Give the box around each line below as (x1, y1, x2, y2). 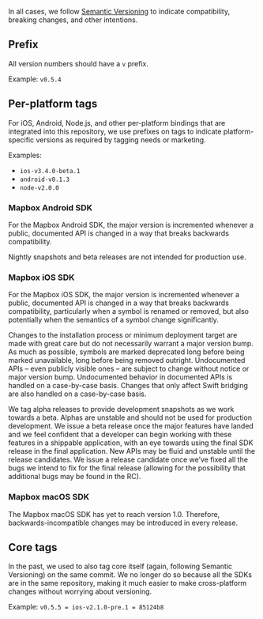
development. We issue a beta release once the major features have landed (8, 421, 254, 431)
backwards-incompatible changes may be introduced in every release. (8, 518, 239, 527)
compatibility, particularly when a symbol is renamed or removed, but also (8, 307, 249, 316)
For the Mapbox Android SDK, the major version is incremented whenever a (8, 220, 254, 229)
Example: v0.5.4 (8, 74, 62, 84)
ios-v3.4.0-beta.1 (19, 167, 81, 175)
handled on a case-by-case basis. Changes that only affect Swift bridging (8, 381, 249, 391)
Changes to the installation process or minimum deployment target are (8, 330, 238, 340)
